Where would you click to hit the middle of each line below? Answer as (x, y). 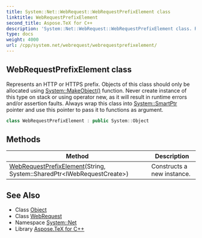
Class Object (31, 210)
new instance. (171, 174)
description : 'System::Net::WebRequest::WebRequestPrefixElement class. (99, 29)
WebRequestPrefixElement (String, (57, 166)
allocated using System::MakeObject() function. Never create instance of (96, 90)
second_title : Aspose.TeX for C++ (50, 23)
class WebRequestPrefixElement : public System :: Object (78, 121)
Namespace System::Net (46, 222)
